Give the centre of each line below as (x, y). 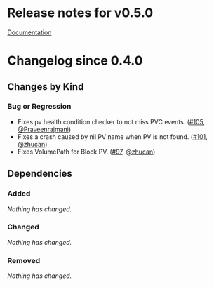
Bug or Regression (39, 107)
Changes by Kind (46, 87)
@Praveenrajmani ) (44, 129)
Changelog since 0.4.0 (75, 61)
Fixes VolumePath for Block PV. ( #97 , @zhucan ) (86, 152)
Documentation (29, 32)
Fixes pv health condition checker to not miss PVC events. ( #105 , (111, 121)
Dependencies (40, 174)
